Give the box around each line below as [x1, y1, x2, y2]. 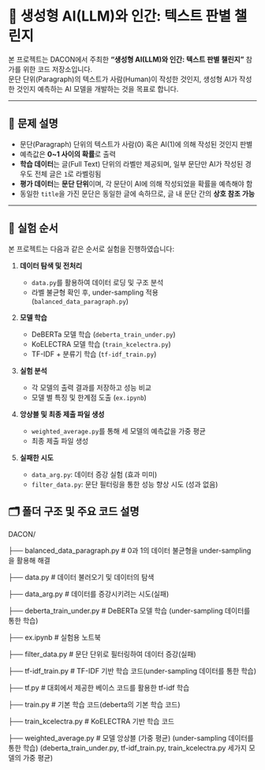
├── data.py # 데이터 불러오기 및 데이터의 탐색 [8, 573, 155, 582]
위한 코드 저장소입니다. [22, 64, 93, 73]
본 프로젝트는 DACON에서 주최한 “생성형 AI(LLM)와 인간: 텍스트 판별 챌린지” [8, 54, 244, 64]
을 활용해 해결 [8, 556, 51, 565]
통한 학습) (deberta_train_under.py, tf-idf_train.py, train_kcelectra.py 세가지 [8, 743, 247, 753]
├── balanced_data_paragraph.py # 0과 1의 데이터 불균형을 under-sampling [8, 546, 252, 555]
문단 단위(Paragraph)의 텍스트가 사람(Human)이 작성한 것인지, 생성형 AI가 [8, 74, 238, 84]
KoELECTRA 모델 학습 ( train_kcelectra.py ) [31, 339, 171, 348]
